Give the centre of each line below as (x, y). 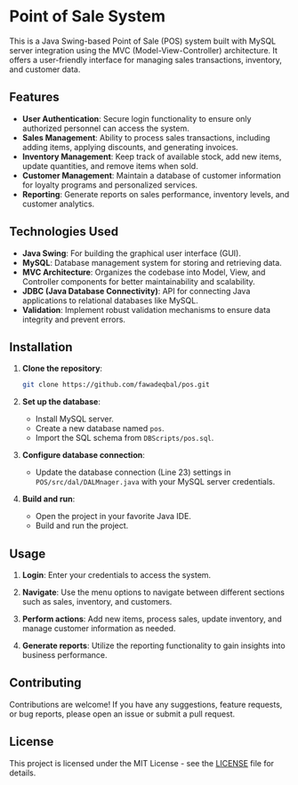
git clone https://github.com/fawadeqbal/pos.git (116, 385)
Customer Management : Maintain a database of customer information (152, 175)
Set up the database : (61, 402)
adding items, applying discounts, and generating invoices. (130, 147)
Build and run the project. (82, 525)
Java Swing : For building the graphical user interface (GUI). (132, 253)
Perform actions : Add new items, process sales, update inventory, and (152, 619)
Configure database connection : (83, 455)
